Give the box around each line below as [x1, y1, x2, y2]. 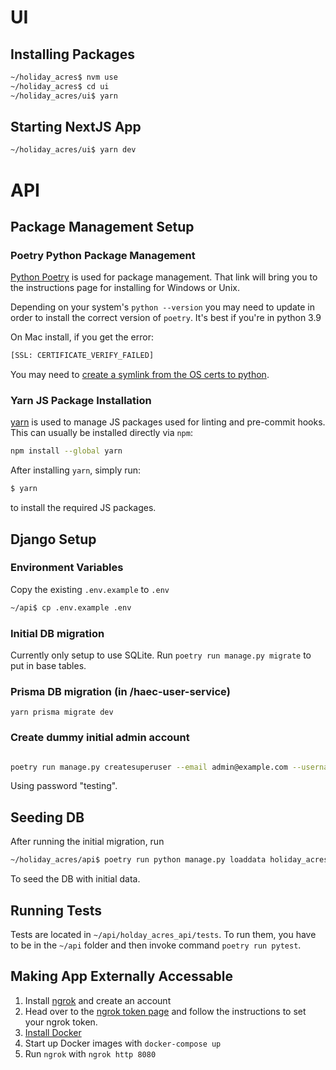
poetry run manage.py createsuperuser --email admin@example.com [10, 762, 288, 772]
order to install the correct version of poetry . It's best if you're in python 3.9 [10, 312, 322, 324]
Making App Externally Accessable [10, 968, 234, 985]
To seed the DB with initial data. [10, 873, 141, 885]
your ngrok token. [24, 1016, 98, 1028]
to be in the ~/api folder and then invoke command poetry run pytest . [10, 939, 302, 951]
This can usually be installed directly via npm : [10, 427, 193, 439]
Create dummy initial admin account [10, 731, 190, 745]
